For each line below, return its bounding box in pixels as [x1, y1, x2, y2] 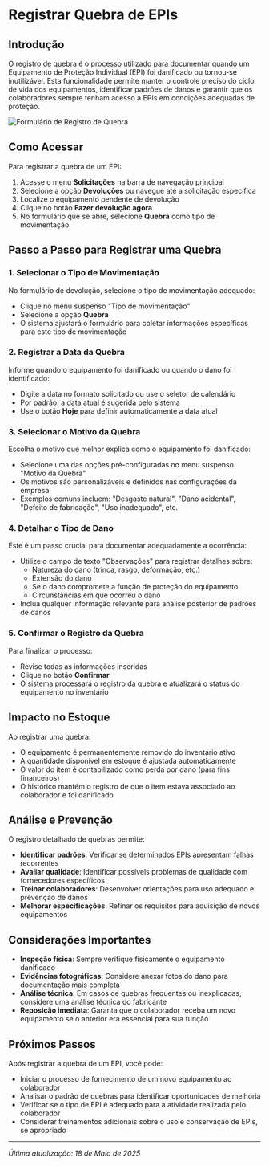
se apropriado [19, 1125, 66, 1135]
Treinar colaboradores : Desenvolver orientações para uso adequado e [19, 884, 255, 894]
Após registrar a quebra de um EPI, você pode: [8, 1058, 163, 1068]
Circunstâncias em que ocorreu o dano [31, 590, 161, 600]
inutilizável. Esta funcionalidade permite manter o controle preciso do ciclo [8, 76, 255, 85]
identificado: [8, 373, 50, 383]
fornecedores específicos [19, 875, 106, 885]
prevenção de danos [19, 893, 88, 903]
